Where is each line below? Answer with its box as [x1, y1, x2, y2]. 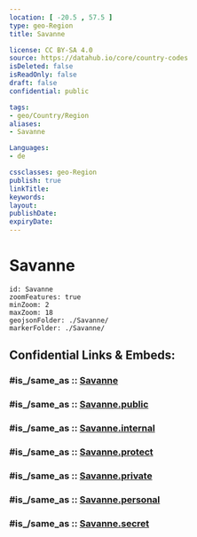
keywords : [9, 193, 46, 201]
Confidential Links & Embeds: [9, 348, 176, 363]
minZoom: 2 [9, 300, 50, 309]
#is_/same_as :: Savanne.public [9, 399, 149, 411]
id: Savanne [9, 285, 53, 294]
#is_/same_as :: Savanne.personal [9, 494, 161, 506]
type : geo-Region [9, 21, 74, 30]
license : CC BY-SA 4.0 [9, 45, 93, 54]
